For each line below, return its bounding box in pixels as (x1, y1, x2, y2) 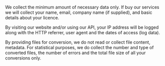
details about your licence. (5, 15, 59, 20)
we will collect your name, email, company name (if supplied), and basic (5, 9, 153, 15)
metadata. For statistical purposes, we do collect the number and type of (5, 45, 154, 50)
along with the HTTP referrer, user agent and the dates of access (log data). (5, 30, 160, 35)
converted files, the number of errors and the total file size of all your (5, 50, 146, 56)
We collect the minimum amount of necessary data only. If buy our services (5, 4, 160, 10)
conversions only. (5, 55, 41, 61)
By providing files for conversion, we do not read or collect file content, (5, 39, 151, 45)
